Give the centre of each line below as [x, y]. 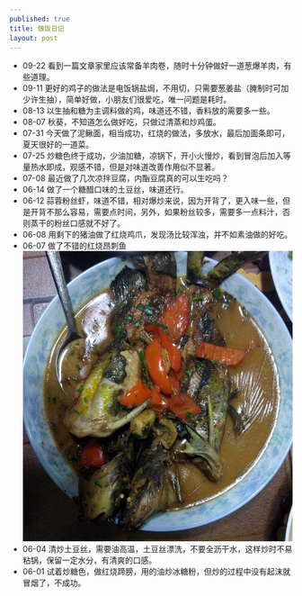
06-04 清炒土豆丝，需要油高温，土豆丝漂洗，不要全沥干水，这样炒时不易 [157, 548]
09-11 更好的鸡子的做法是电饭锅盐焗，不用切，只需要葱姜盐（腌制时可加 [155, 88]
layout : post [34, 38]
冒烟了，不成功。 [54, 582]
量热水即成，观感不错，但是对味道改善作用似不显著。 [121, 167]
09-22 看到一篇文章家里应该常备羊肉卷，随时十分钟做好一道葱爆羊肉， [153, 66]
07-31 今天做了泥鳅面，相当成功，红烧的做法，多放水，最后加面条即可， [156, 133]
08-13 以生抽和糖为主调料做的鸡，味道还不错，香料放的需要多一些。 [149, 111]
